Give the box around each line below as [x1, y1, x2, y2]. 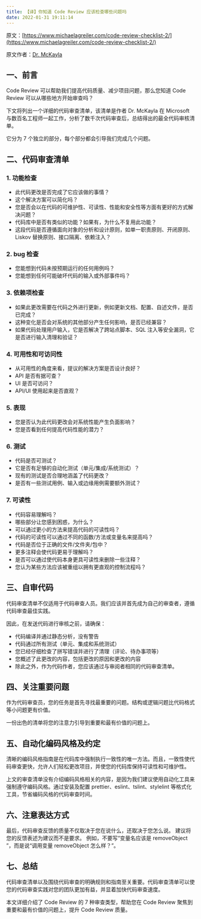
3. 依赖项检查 [6, 289, 44, 297]
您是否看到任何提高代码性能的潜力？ [14, 426, 105, 433]
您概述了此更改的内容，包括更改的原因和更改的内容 [14, 655, 141, 662]
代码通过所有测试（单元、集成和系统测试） [14, 640, 120, 647]
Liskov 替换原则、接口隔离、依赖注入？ [14, 233, 111, 241]
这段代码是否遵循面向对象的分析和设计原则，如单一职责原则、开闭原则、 [14, 226, 193, 233]
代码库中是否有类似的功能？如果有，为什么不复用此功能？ [14, 218, 157, 226]
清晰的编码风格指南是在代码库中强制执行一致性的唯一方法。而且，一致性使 [6, 755, 190, 762]
